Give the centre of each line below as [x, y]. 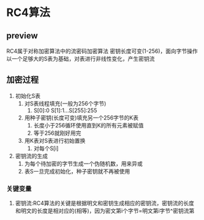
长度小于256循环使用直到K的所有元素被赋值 [89, 125]
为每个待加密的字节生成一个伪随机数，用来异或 [83, 164]
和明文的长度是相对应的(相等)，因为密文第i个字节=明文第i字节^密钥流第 [105, 211]
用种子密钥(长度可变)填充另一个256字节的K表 [81, 118]
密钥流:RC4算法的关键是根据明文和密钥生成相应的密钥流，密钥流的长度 [105, 203]
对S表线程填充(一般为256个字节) [65, 103]
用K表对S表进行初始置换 [55, 140]
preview [22, 35]
